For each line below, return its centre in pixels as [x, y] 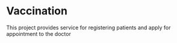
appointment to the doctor [39, 33]
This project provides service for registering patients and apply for [88, 27]
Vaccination [37, 11]
